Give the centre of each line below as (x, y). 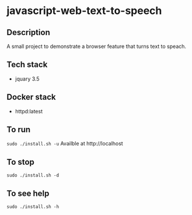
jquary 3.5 (27, 79)
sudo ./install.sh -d (33, 176)
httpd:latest (29, 111)
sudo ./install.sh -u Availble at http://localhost (65, 144)
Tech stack (27, 65)
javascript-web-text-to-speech (84, 11)
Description (28, 32)
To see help (28, 193)
